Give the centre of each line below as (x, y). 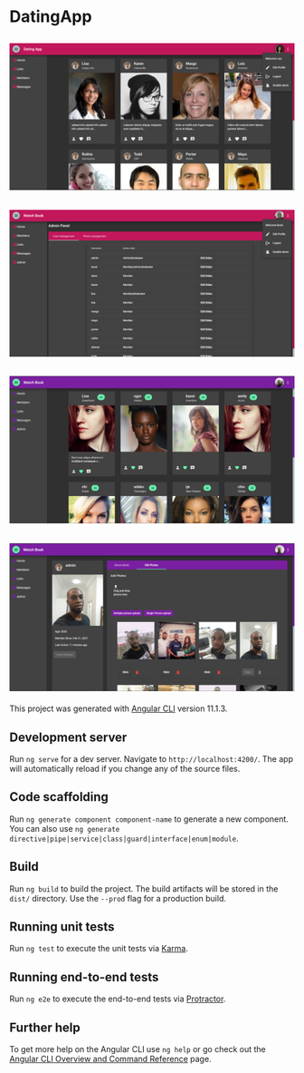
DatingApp (51, 17)
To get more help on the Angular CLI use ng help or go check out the (138, 1049)
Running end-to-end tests (84, 977)
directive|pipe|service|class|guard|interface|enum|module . (124, 838)
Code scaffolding (59, 797)
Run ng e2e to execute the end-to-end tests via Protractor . (118, 999)
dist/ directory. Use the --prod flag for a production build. (118, 898)
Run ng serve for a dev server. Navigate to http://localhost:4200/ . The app (152, 758)
